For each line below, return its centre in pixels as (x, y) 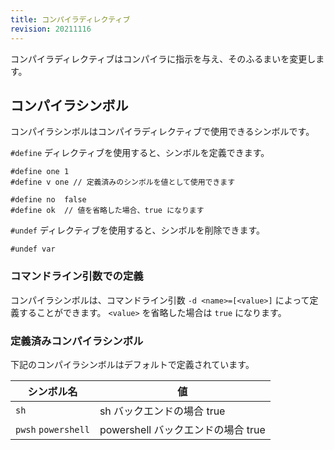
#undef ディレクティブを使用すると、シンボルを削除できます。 (138, 230)
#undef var (33, 249)
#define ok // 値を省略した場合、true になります (107, 211)
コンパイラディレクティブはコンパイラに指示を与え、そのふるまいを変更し (163, 58)
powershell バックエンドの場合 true (182, 429)
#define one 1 (40, 172)
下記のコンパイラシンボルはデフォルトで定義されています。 (132, 364)
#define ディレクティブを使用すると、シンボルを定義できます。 (140, 153)
